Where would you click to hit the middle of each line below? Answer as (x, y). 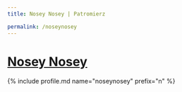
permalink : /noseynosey (42, 27)
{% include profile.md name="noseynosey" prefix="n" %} (91, 81)
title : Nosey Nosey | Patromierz (56, 14)
